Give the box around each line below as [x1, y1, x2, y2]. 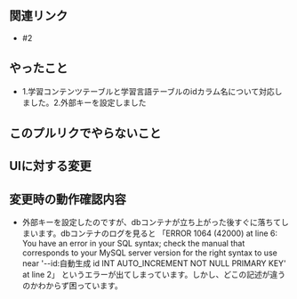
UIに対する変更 [9, 158, 92, 174]
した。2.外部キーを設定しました [29, 97, 147, 108]
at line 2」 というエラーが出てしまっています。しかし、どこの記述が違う [21, 270, 286, 280]
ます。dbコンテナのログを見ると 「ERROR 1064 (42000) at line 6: [37, 228, 278, 238]
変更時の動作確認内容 [9, 191, 126, 206]
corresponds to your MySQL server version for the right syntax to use [21, 247, 277, 258]
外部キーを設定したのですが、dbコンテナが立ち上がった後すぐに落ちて [21, 217, 282, 228]
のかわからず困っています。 [21, 280, 123, 291]
